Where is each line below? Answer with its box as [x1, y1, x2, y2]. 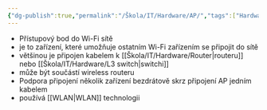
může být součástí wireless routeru [18, 67, 135, 77]
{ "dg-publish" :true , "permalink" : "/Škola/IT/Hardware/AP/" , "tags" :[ [7, 11, 237, 20]
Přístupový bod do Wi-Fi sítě [18, 33, 113, 43]
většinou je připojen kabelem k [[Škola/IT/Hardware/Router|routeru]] [18, 50, 244, 60]
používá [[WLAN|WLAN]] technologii [18, 92, 140, 102]
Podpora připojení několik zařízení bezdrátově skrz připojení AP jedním [18, 76, 252, 85]
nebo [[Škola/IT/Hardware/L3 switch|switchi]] [18, 59, 169, 69]
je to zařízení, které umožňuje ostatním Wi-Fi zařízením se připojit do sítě [18, 41, 259, 52]
